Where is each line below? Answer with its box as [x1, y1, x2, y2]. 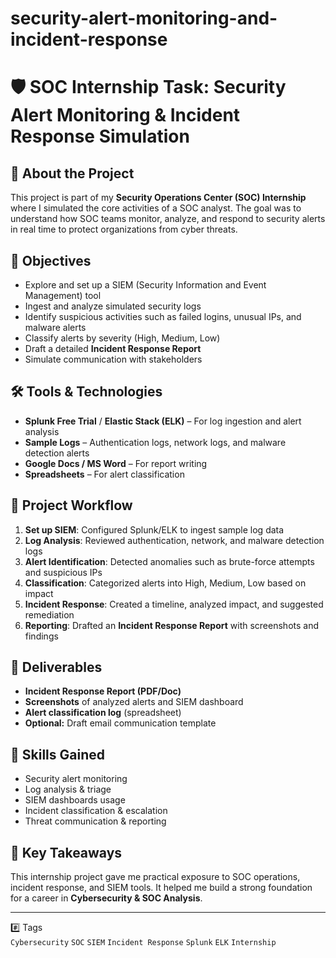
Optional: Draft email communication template [24, 717, 217, 729]
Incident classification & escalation [24, 805, 168, 817]
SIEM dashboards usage [24, 794, 126, 806]
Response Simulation [10, 125, 190, 148]
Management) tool [24, 290, 102, 301]
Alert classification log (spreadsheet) [24, 707, 182, 719]
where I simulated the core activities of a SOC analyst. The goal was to [10, 202, 302, 214]
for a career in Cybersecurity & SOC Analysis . [10, 892, 203, 904]
